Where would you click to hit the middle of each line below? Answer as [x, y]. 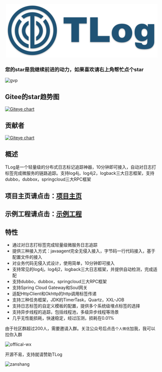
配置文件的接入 [27, 257]
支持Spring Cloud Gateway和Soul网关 [50, 288]
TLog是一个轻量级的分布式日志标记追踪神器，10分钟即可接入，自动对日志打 [81, 167]
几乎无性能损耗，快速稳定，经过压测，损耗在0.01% [63, 318]
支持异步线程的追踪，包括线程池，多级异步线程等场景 [65, 312]
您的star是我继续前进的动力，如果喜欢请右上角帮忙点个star [74, 69]
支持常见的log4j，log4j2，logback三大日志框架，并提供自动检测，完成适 [85, 269]
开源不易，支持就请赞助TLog [34, 354]
